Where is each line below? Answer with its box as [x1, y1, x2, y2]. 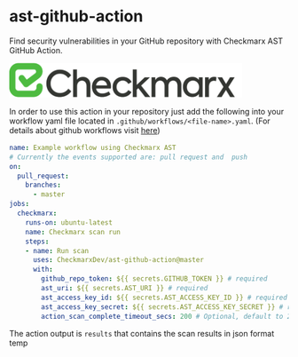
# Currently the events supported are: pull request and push [9, 153, 248, 162]
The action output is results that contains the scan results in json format [9, 328, 275, 338]
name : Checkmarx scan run [25, 227, 122, 236]
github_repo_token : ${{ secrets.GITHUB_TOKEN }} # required [41, 274, 268, 283]
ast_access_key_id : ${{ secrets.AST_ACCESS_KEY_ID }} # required [41, 293, 288, 302]
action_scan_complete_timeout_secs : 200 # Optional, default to [41, 312, 284, 321]
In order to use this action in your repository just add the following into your [9, 106, 285, 116]
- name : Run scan [25, 246, 90, 255]
